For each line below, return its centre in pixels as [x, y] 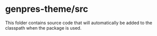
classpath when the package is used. [43, 28]
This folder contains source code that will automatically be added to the [79, 23]
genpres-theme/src [47, 9]
